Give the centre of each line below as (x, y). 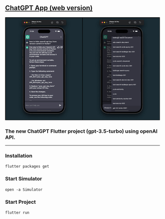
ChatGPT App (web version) (49, 8)
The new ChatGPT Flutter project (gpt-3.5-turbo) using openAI (82, 131)
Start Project (20, 202)
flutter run (17, 213)
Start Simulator (24, 179)
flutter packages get (27, 167)
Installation (19, 156)
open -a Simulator (24, 190)
